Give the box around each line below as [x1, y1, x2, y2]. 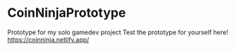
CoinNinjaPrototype [7, 5, 126, 21]
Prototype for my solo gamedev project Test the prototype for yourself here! [7, 28, 229, 36]
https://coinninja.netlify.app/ [7, 35, 90, 43]
